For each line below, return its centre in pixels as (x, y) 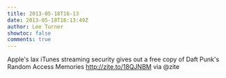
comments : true (29, 40)
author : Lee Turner (35, 26)
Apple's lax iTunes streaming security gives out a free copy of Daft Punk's (113, 59)
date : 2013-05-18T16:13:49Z (48, 20)
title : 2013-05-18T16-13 (43, 14)
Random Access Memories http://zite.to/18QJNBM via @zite (93, 67)
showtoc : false (29, 33)
